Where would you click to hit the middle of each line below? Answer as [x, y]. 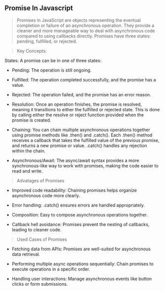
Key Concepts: [32, 51]
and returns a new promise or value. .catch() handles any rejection [80, 145]
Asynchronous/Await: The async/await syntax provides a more [75, 160]
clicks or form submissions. [40, 284]
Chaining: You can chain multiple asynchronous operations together [81, 130]
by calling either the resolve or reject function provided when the [78, 115]
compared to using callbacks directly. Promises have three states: [84, 36]
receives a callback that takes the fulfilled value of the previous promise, [85, 140]
